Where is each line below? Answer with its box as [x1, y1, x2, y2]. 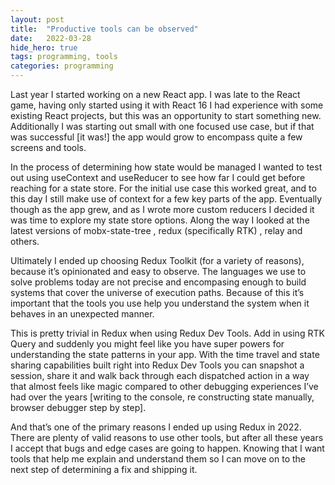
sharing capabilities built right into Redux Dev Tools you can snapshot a [10, 359, 305, 371]
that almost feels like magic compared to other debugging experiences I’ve [10, 381, 319, 392]
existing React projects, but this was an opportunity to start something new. [10, 110, 322, 121]
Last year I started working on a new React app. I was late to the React [10, 89, 301, 100]
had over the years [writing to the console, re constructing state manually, [10, 391, 315, 403]
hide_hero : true [10, 42, 78, 53]
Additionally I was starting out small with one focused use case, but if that [10, 121, 315, 132]
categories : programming [10, 61, 114, 71]
